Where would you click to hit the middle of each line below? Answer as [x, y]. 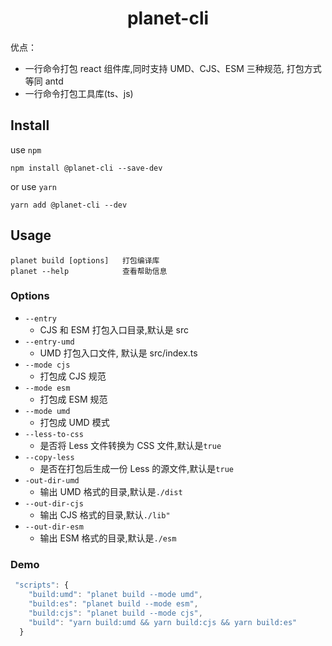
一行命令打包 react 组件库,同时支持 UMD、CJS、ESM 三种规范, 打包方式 [173, 68]
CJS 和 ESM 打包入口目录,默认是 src [114, 329]
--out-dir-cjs [54, 503]
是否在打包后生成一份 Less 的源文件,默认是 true [136, 468]
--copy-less [49, 457]
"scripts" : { [42, 585]
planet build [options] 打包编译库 [85, 260]
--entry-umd [49, 342]
